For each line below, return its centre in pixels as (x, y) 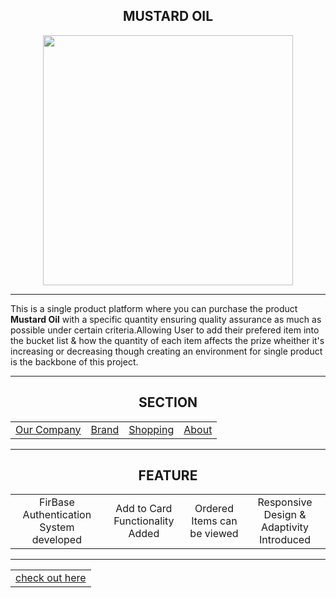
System (57, 527)
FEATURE (168, 475)
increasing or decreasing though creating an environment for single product (166, 351)
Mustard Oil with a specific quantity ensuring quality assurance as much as (166, 319)
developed (56, 540)
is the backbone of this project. (74, 361)
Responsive (285, 502)
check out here (51, 578)
